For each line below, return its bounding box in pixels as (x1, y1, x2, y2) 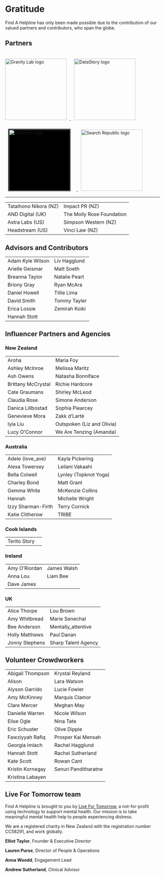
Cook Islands (5, 526, 37, 532)
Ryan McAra (54, 281, 82, 288)
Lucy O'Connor (7, 428, 43, 435)
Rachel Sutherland (54, 749, 97, 756)
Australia (5, 443, 27, 450)
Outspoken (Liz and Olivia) (55, 421, 117, 427)
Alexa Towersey (7, 463, 44, 470)
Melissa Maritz (55, 365, 89, 372)
